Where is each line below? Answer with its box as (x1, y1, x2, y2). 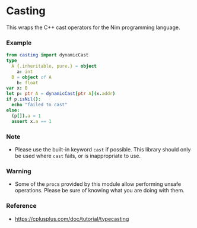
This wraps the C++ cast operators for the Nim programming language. (6, 24, 180, 31)
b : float (17, 80, 39, 85)
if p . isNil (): (6, 96, 42, 102)
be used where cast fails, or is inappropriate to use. (14, 152, 141, 159)
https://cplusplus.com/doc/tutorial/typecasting (14, 215, 129, 222)
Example (6, 39, 32, 47)
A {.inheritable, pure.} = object (11, 63, 97, 69)
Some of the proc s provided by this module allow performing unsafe (14, 180, 182, 188)
